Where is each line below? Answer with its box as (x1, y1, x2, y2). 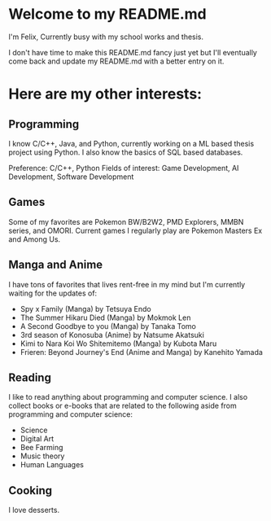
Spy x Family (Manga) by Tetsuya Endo (20, 304, 152, 313)
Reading (8, 370, 51, 384)
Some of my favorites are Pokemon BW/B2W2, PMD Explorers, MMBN (8, 217, 244, 226)
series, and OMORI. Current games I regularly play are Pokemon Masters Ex (8, 225, 263, 235)
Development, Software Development (8, 172, 134, 182)
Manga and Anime (8, 258, 103, 272)
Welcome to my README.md (8, 5, 207, 24)
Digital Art (20, 434, 55, 444)
